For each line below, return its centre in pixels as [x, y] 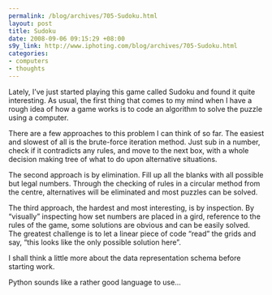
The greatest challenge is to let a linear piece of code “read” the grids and [132, 233]
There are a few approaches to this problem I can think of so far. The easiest [136, 133]
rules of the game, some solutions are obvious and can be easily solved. [129, 224]
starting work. [32, 266]
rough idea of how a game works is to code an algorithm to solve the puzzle [135, 109]
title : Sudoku [32, 31]
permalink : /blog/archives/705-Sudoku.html [83, 16]
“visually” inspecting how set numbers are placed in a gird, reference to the [135, 216]
